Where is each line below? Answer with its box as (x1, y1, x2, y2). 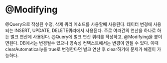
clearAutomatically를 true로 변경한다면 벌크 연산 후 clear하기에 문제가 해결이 (5, 46, 156, 52)
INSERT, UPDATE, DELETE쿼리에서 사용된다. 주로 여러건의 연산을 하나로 (14, 27, 156, 33)
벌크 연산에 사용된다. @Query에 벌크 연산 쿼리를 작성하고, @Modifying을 (10, 33, 153, 39)
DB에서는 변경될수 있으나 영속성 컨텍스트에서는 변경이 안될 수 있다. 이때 (19, 39, 159, 46)
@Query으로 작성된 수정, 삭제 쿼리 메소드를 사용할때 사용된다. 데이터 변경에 (5, 21, 153, 27)
